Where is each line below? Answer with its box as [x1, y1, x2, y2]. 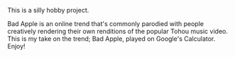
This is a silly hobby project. [7, 6, 89, 14]
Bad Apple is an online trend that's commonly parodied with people [7, 20, 204, 27]
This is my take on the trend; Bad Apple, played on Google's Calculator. [7, 34, 216, 43]
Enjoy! [7, 42, 26, 50]
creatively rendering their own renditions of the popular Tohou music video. [7, 27, 229, 35]
